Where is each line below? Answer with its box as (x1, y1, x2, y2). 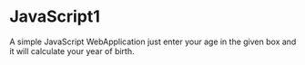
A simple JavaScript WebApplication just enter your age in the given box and (9, 36, 297, 47)
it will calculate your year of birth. (9, 45, 135, 56)
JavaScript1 (9, 6, 100, 27)
